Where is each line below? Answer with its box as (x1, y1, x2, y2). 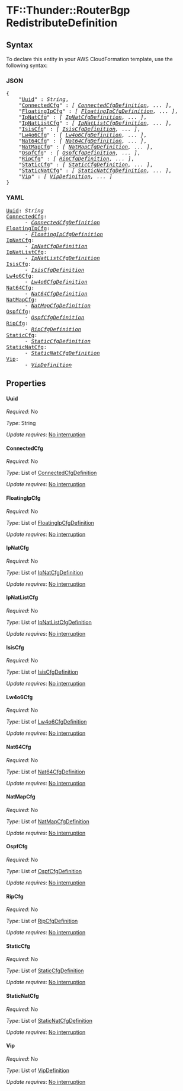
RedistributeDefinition (6, 16, 118, 30)
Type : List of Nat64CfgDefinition (6, 768, 85, 775)
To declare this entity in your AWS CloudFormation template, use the (6, 56, 173, 62)
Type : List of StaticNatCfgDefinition (6, 1017, 93, 1024)
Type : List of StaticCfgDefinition (6, 967, 84, 974)
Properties (6, 378, 46, 388)
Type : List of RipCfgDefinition (6, 918, 78, 925)
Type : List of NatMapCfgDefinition (6, 817, 90, 825)
